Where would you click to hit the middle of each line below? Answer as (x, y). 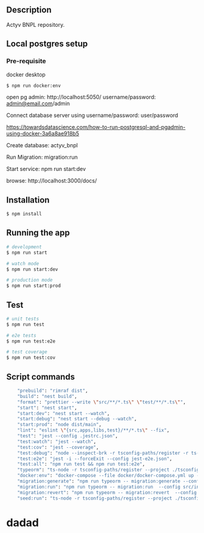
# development (24, 247)
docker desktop (26, 74)
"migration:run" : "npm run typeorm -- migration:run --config (99, 487)
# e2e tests (21, 335)
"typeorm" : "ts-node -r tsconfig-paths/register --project (93, 470)
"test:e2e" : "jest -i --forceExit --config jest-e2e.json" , (95, 459)
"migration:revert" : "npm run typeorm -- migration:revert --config (107, 492)
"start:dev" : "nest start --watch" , (64, 413)
